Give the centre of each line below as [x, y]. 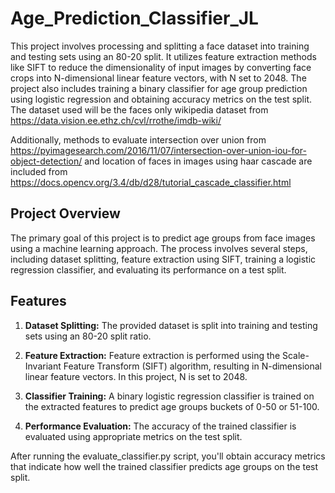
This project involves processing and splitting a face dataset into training [160, 46]
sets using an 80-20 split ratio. [88, 336]
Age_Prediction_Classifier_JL [134, 18]
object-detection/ [46, 161]
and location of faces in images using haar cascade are [198, 161]
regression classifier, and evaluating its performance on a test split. [148, 269]
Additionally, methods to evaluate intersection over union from [138, 139]
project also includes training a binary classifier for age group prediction [159, 88]
